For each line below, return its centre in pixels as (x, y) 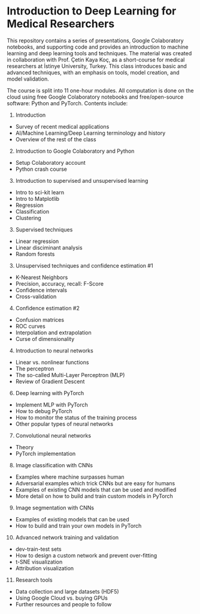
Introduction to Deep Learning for (92, 11)
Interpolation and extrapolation (53, 333)
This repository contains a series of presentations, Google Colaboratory (96, 40)
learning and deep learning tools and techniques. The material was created (99, 53)
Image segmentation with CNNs (55, 508)
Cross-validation (36, 296)
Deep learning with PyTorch (50, 393)
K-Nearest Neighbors (42, 277)
